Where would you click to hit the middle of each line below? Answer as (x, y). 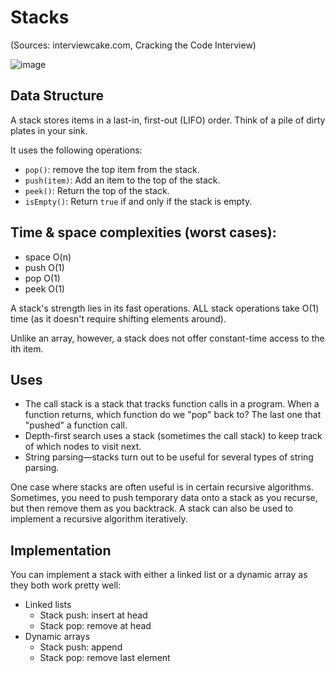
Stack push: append (81, 647)
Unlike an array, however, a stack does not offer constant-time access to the (167, 338)
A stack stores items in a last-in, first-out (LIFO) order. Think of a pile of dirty (168, 120)
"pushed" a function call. (76, 425)
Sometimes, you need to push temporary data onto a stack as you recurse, (164, 498)
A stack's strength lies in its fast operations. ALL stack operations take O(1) (165, 308)
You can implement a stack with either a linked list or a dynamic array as (159, 575)
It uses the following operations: (76, 150)
